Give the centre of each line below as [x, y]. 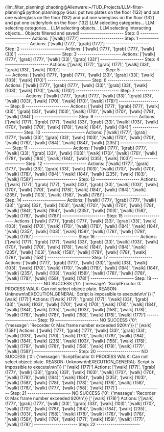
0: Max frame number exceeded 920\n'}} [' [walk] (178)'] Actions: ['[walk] [80, 398]
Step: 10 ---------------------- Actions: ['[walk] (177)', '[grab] [85, 132]
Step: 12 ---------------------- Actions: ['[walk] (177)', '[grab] [88, 163]
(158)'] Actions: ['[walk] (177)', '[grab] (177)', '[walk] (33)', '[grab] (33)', [76, 330]
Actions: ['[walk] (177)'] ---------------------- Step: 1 [85, 38]
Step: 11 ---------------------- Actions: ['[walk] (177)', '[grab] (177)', [80, 148]
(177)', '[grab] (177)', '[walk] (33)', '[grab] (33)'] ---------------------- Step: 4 [82, 59]
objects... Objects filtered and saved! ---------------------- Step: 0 [72, 33]
